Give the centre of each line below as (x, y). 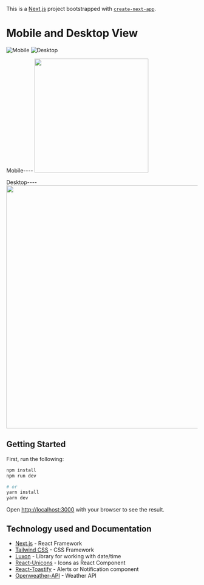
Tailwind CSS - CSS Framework (54, 550)
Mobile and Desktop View (72, 33)
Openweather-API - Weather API (56, 575)
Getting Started (36, 444)
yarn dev (17, 498)
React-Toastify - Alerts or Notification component (77, 569)
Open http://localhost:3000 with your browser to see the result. (86, 510)
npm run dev (21, 476)
